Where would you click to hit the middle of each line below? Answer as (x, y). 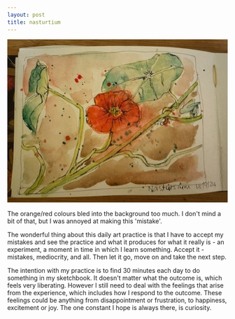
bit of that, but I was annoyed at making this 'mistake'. (85, 221)
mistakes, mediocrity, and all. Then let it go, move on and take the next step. (117, 257)
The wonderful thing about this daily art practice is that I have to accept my (115, 235)
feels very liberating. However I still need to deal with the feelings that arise (115, 285)
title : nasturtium (34, 22)
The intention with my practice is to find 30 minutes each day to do (104, 271)
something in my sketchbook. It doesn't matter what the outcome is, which (115, 278)
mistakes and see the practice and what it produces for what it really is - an (116, 242)
